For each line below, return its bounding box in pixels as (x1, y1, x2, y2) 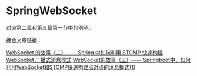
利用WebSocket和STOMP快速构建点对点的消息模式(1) (6, 63, 136, 71)
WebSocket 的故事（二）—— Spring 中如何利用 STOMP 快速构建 (6, 49, 163, 56)
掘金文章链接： (6, 36, 42, 43)
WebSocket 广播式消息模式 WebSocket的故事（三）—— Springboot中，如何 (6, 56, 191, 63)
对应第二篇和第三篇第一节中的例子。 (6, 24, 94, 31)
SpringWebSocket (6, 4, 97, 18)
